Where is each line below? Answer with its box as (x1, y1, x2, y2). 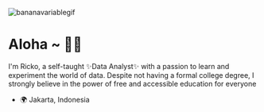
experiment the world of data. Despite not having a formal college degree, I (8, 70, 254, 79)
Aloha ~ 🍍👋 (8, 36, 83, 53)
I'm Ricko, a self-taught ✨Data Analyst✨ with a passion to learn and (8, 61, 230, 71)
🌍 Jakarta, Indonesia (19, 95, 90, 104)
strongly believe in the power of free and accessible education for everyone (8, 79, 257, 88)
